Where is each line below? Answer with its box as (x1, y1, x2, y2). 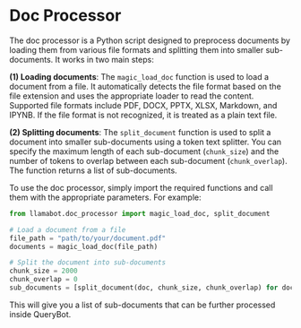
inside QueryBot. (9, 308, 72, 319)
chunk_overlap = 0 (9, 275, 78, 284)
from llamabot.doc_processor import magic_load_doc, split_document (9, 209, 271, 218)
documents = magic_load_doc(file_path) (9, 242, 159, 251)
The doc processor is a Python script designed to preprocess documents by (9, 35, 291, 46)
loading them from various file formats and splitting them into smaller (9, 44, 264, 55)
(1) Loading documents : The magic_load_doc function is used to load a (9, 71, 270, 82)
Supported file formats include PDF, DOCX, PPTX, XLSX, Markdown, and (9, 99, 278, 110)
